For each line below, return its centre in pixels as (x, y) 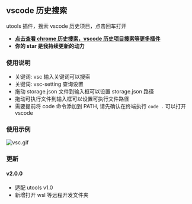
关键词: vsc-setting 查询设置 (49, 84)
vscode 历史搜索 (37, 11)
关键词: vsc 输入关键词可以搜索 (52, 77)
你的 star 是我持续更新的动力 (49, 46)
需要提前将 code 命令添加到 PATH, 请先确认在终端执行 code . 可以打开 (100, 106)
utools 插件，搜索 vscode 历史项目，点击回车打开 (66, 26)
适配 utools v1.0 (34, 187)
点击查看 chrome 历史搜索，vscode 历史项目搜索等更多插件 (87, 38)
